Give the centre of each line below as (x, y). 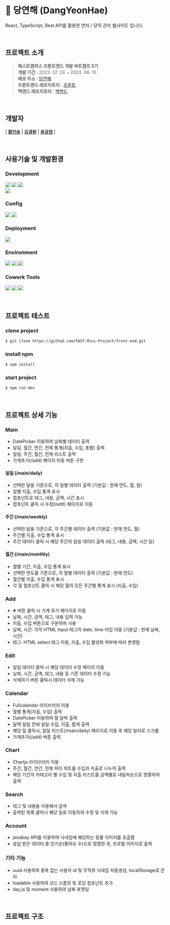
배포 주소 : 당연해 (34, 79)
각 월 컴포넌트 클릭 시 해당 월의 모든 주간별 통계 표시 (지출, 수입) (75, 585)
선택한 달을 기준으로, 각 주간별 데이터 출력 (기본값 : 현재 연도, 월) (76, 529)
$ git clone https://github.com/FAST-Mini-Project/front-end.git (75, 341)
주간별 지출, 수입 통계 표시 (38, 535)
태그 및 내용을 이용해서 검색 (40, 806)
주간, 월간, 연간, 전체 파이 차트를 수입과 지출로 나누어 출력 (69, 768)
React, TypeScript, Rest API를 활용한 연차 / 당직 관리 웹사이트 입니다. (74, 25)
